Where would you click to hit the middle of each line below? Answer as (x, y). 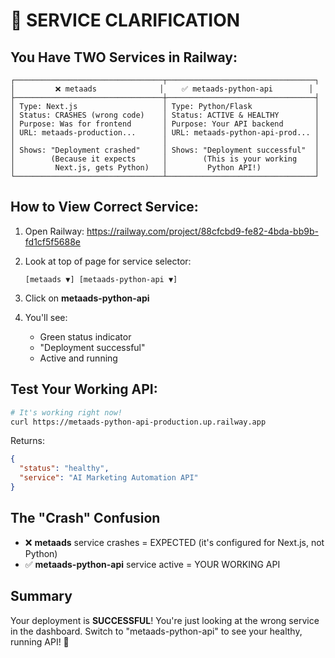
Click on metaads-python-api (87, 298)
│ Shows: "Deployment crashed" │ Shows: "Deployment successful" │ (165, 150)
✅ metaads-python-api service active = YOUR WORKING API (152, 564)
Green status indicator (85, 336)
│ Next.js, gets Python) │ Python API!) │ (165, 168)
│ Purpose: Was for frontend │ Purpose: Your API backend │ (165, 124)
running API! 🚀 (40, 641)
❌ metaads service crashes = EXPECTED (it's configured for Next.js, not (174, 542)
